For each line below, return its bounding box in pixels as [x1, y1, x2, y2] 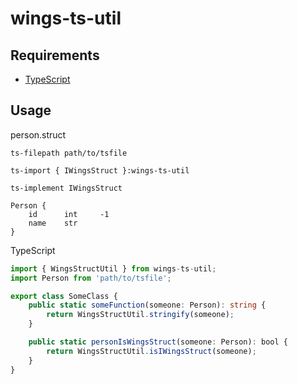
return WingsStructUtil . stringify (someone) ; [46, 310, 235, 320]
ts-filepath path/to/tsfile [10, 148, 128, 158]
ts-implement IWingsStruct [10, 183, 123, 193]
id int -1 [28, 209, 110, 219]
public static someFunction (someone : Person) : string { [28, 300, 267, 311]
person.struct [10, 128, 67, 141]
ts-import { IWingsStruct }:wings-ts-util [10, 165, 190, 176]
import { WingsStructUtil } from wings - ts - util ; [10, 263, 217, 274]
